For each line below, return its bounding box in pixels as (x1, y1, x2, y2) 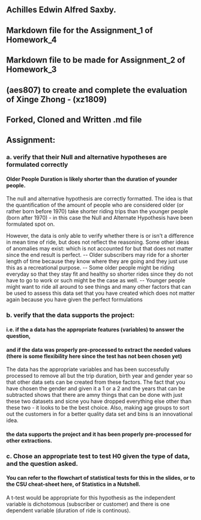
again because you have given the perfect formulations (6, 296, 143, 303)
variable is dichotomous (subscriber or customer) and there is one (6, 500, 170, 507)
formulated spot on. (6, 220, 55, 228)
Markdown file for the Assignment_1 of (6, 25, 153, 35)
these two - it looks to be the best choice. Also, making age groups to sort (6, 404, 190, 411)
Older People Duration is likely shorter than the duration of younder (6, 175, 178, 183)
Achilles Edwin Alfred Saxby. (6, 5, 116, 15)
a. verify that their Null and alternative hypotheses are (6, 153, 167, 162)
